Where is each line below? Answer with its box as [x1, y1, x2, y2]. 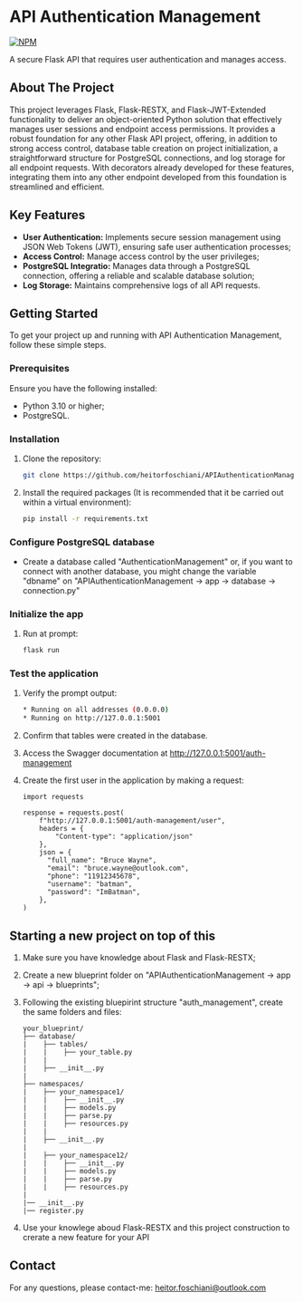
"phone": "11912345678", [46, 872, 141, 881]
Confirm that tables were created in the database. [22, 730, 208, 741]
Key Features [9, 207, 86, 223]
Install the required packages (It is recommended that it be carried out [22, 487, 284, 497]
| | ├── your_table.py [22, 1048, 133, 1057]
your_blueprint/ [22, 1024, 84, 1034]
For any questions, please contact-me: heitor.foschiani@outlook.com [9, 1282, 267, 1293]
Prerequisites [9, 362, 70, 375]
